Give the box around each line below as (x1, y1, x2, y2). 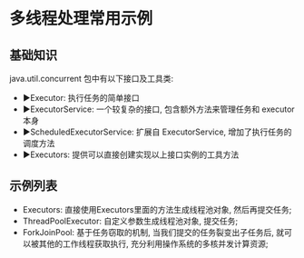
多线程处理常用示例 (9, 8, 153, 29)
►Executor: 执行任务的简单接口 (22, 93, 140, 103)
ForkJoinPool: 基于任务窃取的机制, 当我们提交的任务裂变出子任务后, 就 (22, 226, 285, 237)
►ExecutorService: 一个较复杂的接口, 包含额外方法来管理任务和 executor (22, 104, 295, 114)
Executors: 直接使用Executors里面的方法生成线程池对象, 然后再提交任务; (22, 203, 292, 214)
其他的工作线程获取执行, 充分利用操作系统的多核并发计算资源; (38, 238, 269, 249)
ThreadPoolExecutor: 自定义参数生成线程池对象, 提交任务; (22, 215, 239, 226)
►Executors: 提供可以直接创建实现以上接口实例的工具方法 (22, 149, 240, 160)
